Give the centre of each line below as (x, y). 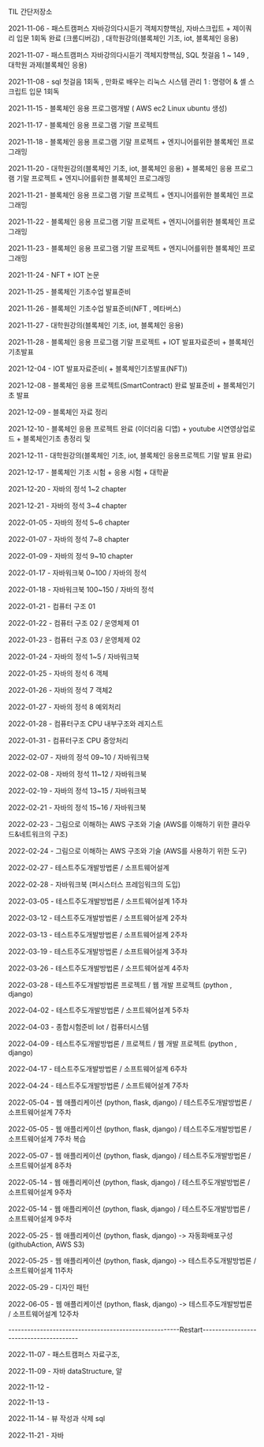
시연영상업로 (236, 429)
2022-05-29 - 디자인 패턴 (48, 1287)
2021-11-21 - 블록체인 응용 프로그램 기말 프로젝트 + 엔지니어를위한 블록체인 (124, 195)
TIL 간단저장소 (30, 11)
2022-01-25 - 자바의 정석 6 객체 (58, 673)
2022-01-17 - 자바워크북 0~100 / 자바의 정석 (78, 573)
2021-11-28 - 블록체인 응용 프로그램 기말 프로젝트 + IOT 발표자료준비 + (117, 342)
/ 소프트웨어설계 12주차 (44, 1314)
